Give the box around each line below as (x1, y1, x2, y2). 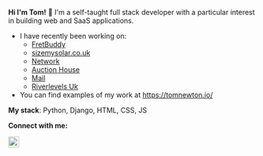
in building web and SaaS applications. (8, 16, 134, 25)
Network (31, 56, 60, 66)
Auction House (31, 65, 81, 74)
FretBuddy (31, 40, 66, 49)
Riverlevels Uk (31, 82, 79, 91)
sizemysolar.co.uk (31, 48, 91, 57)
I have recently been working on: (19, 32, 127, 40)
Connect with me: (8, 121, 69, 130)
